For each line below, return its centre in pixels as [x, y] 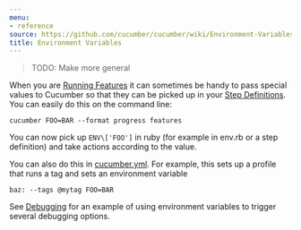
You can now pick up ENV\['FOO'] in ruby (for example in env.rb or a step [144, 137]
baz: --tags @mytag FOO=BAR [62, 190]
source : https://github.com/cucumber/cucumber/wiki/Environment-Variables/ [154, 34]
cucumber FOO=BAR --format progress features [95, 121]
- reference [31, 26]
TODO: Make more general [81, 68]
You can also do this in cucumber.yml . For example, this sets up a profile [143, 164]
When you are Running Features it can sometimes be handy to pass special [148, 85]
